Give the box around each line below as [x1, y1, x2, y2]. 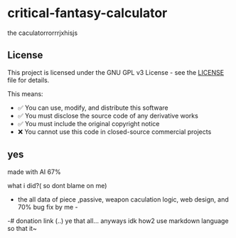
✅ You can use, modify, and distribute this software [17, 103, 168, 112]
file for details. [7, 76, 50, 84]
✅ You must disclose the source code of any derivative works [17, 111, 199, 120]
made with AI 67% [7, 167, 62, 176]
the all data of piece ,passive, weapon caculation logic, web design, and [17, 195, 229, 204]
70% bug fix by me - [17, 202, 78, 211]
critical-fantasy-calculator [7, 5, 168, 21]
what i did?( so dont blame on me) [7, 181, 107, 190]
